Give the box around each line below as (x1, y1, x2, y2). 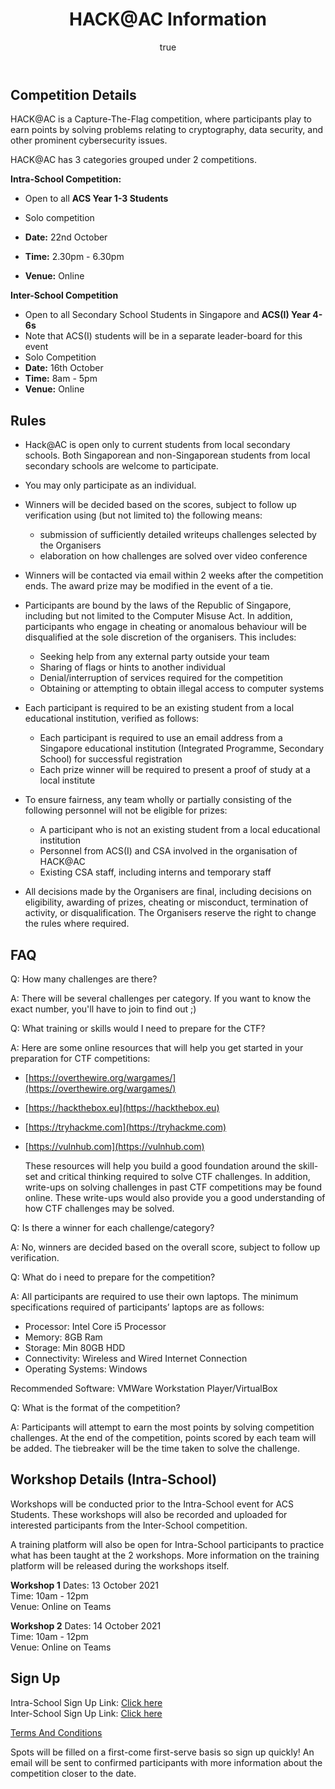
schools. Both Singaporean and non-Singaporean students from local (24, 449, 311, 462)
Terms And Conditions (10, 1726, 103, 1738)
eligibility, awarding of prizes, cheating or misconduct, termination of (24, 896, 309, 908)
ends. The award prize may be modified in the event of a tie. (24, 580, 274, 592)
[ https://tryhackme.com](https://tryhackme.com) (24, 1121, 227, 1133)
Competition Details (10, 86, 137, 103)
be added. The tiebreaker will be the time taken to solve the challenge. (10, 1442, 301, 1454)
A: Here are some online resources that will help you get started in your (10, 1041, 304, 1053)
